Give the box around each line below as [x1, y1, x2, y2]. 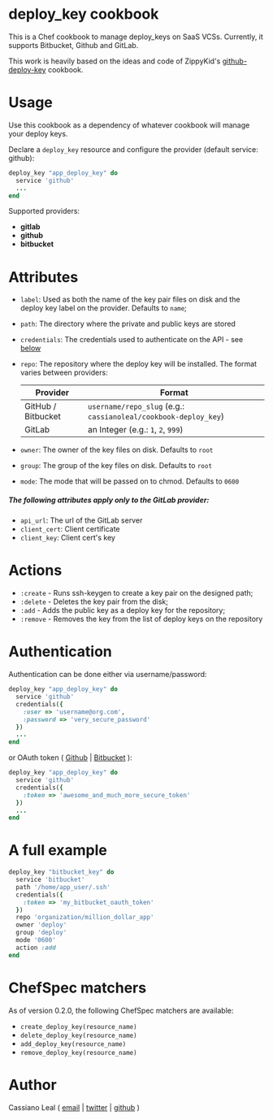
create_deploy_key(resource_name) [19, 1022, 137, 1031]
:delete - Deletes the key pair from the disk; [19, 597, 169, 606]
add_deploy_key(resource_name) [19, 1040, 127, 1048]
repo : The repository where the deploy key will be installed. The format [19, 359, 258, 369]
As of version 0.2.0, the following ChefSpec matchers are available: [8, 1005, 234, 1015]
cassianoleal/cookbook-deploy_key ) [88, 411, 225, 423]
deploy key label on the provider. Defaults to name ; [19, 303, 187, 313]
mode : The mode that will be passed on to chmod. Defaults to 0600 [19, 476, 240, 486]
